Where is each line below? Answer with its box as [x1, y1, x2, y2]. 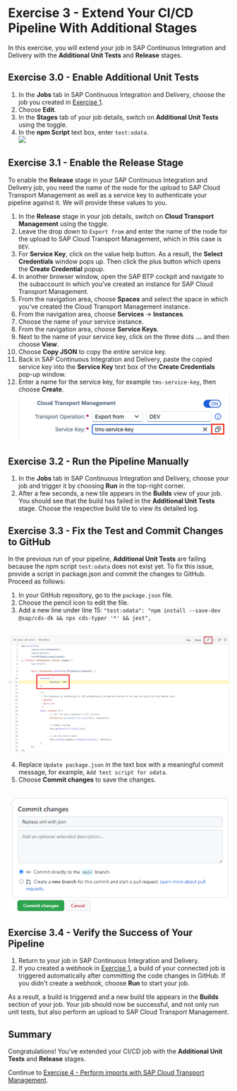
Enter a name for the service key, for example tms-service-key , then [18, 377, 217, 386]
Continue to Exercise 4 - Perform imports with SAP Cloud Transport [8, 1068, 205, 1077]
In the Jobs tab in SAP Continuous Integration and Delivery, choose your [18, 474, 229, 483]
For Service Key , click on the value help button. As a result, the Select [18, 249, 223, 258]
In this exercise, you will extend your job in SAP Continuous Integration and [8, 43, 226, 52]
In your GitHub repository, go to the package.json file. [18, 591, 174, 600]
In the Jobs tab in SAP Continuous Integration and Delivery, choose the [18, 90, 226, 98]
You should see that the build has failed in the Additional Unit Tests [18, 497, 215, 505]
